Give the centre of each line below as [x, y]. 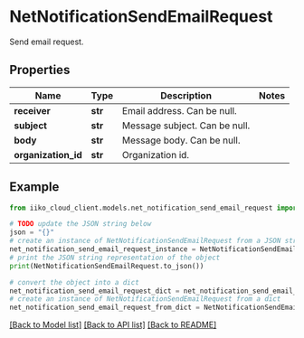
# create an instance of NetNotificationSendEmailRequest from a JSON [145, 241]
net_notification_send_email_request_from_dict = [105, 308]
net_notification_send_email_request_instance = [103, 249]
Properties [40, 70]
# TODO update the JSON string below [81, 224]
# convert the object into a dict [75, 282]
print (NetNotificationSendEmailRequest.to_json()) [107, 266]
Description [186, 95]
